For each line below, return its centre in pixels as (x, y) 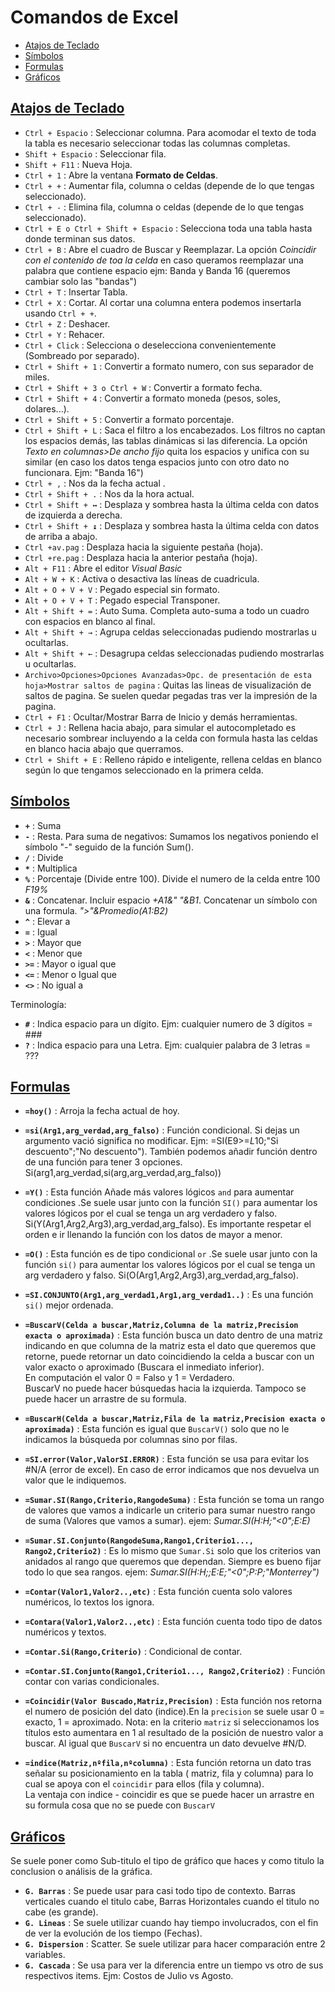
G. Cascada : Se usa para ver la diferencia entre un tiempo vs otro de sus (174, 1965)
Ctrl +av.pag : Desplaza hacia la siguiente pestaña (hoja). (144, 547)
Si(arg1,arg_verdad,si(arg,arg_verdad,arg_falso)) (123, 1173)
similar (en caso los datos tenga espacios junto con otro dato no (157, 462)
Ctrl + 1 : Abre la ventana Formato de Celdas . (121, 175)
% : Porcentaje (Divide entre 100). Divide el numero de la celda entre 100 (172, 878)
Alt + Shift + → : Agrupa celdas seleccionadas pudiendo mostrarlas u (170, 632)
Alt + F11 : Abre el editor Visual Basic (103, 568)
